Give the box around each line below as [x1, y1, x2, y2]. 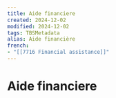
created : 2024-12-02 [7, 17, 67, 23]
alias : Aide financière [7, 36, 76, 43]
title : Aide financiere [7, 10, 76, 17]
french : [7, 42, 30, 49]
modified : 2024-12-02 [7, 23, 70, 30]
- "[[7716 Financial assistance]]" [7, 49, 110, 56]
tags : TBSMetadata [7, 29, 60, 37]
